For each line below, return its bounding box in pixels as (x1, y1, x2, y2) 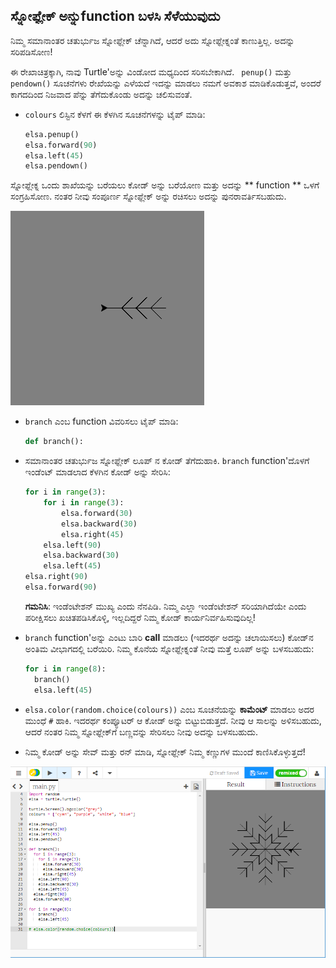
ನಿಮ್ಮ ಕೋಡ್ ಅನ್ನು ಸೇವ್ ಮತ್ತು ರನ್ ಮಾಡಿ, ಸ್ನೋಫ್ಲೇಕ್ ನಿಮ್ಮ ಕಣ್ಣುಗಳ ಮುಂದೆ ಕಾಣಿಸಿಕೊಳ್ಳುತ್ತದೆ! (24, 745, 306, 758)
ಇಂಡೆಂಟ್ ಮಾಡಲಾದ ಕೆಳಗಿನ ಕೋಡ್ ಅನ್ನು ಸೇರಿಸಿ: (24, 466, 171, 478)
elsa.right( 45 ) (61, 529, 125, 539)
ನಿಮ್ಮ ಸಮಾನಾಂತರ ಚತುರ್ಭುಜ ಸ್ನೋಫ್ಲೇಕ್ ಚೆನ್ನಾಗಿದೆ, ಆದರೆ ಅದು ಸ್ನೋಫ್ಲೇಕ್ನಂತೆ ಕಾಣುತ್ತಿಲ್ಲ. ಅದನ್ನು (10, 34, 295, 46)
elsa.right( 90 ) (24, 572, 89, 582)
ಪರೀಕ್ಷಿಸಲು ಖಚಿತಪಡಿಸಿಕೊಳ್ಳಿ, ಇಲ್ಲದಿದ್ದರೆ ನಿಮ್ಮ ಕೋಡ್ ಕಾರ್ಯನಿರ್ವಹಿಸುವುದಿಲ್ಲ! (24, 611, 256, 623)
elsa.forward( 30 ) (61, 508, 133, 518)
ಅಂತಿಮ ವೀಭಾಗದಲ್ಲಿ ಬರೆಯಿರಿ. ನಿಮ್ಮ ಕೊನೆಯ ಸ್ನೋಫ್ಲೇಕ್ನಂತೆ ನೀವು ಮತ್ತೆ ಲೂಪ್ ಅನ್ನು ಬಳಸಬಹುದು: (24, 642, 315, 654)
